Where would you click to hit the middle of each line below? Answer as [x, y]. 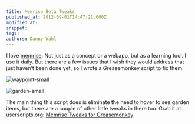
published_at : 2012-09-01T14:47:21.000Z [57, 17]
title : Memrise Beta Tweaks [41, 11]
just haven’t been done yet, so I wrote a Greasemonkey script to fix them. [95, 68]
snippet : [17, 28]
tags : [13, 33]
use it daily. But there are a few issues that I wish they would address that [95, 62]
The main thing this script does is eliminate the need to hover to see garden [98, 102]
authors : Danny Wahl [32, 39]
